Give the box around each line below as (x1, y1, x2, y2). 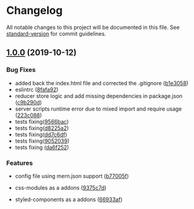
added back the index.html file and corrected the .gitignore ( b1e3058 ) (15, 79, 189, 86)
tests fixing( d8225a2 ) (15, 124, 70, 132)
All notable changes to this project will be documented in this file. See (6, 24, 180, 31)
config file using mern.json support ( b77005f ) (15, 172, 129, 179)
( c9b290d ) (15, 98, 42, 106)
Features (6, 158, 33, 167)
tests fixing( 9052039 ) (15, 137, 70, 144)
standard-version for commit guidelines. (6, 30, 106, 37)
